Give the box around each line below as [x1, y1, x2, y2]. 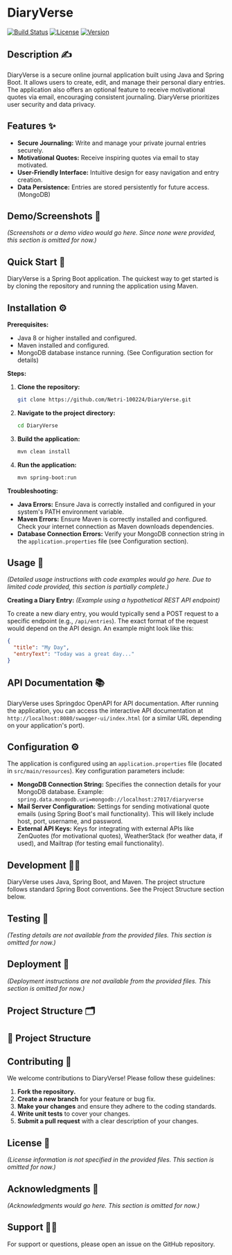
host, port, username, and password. [17, 817, 123, 826]
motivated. [17, 161, 48, 169]
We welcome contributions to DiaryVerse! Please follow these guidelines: [7, 1074, 216, 1082]
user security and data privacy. [7, 100, 96, 108]
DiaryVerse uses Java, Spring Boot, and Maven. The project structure [7, 878, 206, 886]
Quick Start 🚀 [7, 256, 66, 268]
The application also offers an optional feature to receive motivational [7, 85, 206, 94]
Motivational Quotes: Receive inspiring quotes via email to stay [17, 153, 199, 162]
